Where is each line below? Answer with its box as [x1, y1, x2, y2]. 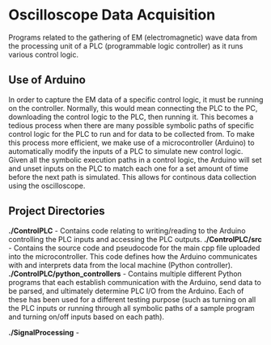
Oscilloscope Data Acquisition [8, 6, 216, 24]
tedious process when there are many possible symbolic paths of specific [8, 120, 255, 130]
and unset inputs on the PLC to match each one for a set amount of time [8, 164, 249, 173]
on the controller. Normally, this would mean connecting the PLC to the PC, [8, 103, 258, 113]
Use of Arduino [8, 73, 87, 87]
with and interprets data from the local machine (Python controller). [8, 260, 233, 270]
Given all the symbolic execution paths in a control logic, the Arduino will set [8, 155, 262, 164]
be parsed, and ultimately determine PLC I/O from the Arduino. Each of [8, 286, 244, 296]
